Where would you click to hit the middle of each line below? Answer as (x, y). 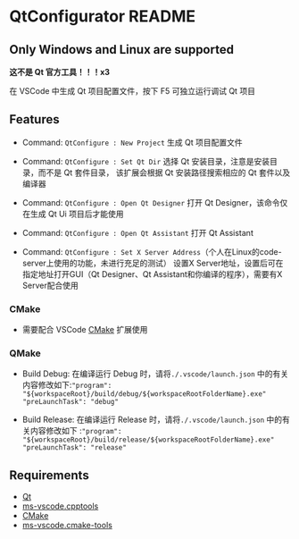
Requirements (49, 475)
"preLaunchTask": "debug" (70, 402)
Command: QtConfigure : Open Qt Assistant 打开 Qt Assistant (138, 232)
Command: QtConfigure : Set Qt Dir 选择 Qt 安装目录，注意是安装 (146, 161)
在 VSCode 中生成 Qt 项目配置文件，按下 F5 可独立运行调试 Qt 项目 (133, 91)
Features (34, 119)
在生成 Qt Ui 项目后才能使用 (73, 214)
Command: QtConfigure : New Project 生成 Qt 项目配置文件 (132, 142)
